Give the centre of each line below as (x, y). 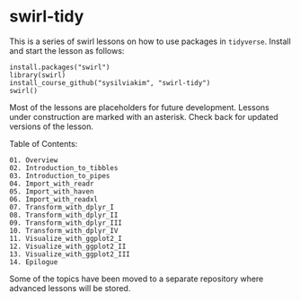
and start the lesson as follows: (67, 50)
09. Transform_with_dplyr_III (66, 223)
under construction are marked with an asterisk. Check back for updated (144, 116)
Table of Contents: (44, 143)
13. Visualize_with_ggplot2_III (70, 254)
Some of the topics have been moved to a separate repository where (137, 279)
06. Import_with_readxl (54, 199)
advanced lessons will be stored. (70, 288)
